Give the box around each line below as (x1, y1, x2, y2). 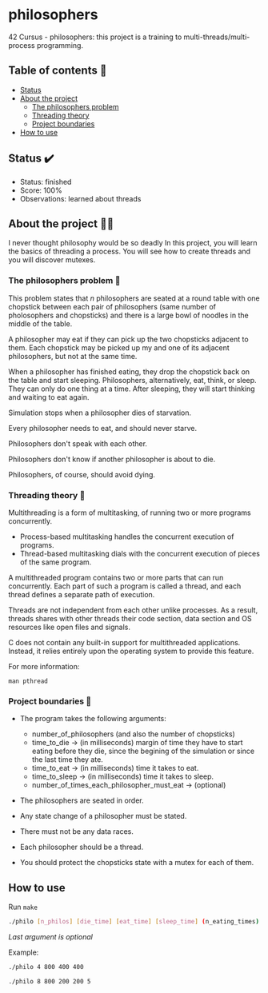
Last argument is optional (8, 931, 94, 941)
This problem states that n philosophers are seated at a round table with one (8, 293, 260, 303)
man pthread (8, 677, 48, 685)
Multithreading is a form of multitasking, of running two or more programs (8, 508, 251, 517)
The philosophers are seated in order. (19, 796, 144, 805)
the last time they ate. (31, 755, 104, 764)
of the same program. (19, 557, 92, 567)
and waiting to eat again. (8, 392, 90, 401)
